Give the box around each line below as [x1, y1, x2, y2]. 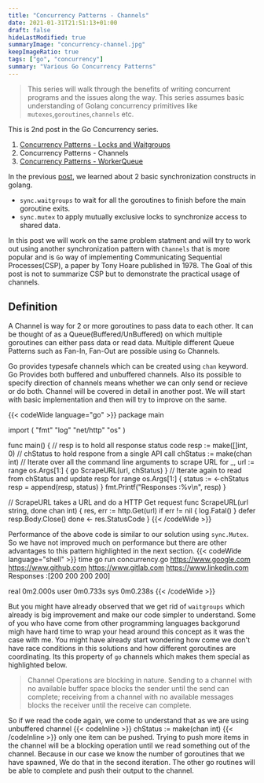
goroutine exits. [19, 204, 71, 213]
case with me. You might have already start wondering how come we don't [8, 634, 251, 645]
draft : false [8, 26, 51, 34]
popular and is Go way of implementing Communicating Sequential [8, 252, 222, 262]
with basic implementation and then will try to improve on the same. [8, 395, 227, 404]
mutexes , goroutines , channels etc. [27, 109, 134, 119]
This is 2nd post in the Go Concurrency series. [8, 124, 159, 134]
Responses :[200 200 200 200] [8, 571, 111, 580]
